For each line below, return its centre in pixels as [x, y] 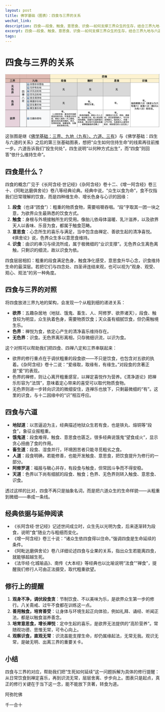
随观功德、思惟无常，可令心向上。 [47, 630]
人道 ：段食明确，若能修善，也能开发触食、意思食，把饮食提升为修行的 [83, 455]
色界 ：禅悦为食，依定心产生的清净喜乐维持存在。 [62, 331]
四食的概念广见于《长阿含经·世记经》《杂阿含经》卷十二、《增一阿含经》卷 [79, 184]
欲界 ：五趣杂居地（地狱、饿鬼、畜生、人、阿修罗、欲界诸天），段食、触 [84, 313]
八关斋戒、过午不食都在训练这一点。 [57, 605]
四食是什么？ [25, 172]
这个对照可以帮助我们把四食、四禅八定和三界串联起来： [61, 348]
